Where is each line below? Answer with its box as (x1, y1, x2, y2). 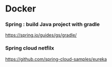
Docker (5, 3, 36, 14)
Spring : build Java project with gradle (5, 21, 100, 28)
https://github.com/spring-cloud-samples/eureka (5, 56, 107, 62)
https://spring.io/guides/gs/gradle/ (5, 32, 77, 38)
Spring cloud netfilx (5, 44, 54, 51)
